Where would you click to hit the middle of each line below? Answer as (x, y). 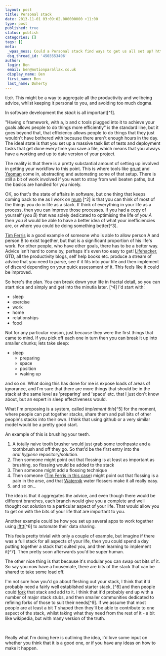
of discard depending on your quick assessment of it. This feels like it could (82, 267)
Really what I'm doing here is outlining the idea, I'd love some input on (76, 637)
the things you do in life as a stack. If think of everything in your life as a (78, 204)
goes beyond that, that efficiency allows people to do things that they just (80, 132)
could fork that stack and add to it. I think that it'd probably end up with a (79, 592)
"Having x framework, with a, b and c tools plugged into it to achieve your (80, 122)
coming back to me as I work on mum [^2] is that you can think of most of (80, 199)
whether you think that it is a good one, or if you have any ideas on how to (81, 643)
